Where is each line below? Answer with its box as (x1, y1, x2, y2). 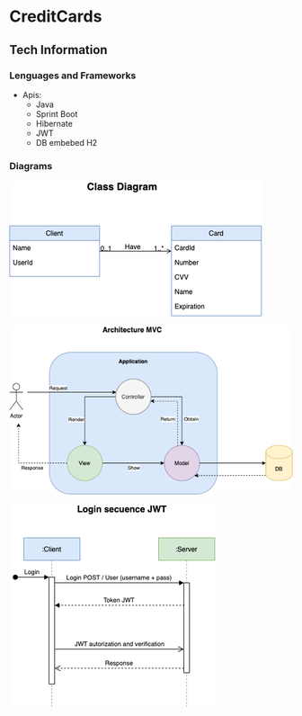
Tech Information (9, 42, 108, 58)
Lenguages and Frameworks (9, 69, 137, 82)
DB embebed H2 (35, 137, 98, 148)
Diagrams (9, 159, 53, 172)
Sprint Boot (35, 108, 78, 119)
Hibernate (35, 118, 74, 129)
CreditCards (9, 6, 102, 27)
